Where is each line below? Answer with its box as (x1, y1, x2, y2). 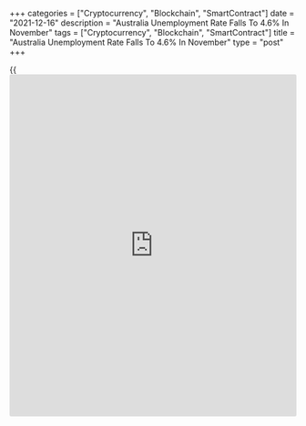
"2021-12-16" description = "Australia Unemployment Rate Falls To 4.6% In (9, 17, 290, 28)
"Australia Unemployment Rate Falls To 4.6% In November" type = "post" (9, 36, 284, 47)
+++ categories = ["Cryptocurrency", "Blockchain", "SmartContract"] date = (9, 8, 295, 18)
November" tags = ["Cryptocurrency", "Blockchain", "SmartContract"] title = (9, 27, 296, 37)
